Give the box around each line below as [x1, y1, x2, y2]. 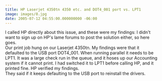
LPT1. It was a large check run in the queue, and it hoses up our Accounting [5, 55, 158, 61]
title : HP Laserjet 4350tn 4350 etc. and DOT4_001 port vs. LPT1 [5, 7, 141, 12]
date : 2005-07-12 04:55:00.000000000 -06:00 [5, 16, 97, 21]
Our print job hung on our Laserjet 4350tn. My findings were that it [5, 45, 139, 51]
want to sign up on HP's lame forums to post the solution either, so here [5, 34, 150, 40]
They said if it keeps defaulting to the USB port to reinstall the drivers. [5, 71, 146, 77]
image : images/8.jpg [5, 12, 47, 16]
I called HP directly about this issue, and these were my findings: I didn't [5, 30, 151, 35]
